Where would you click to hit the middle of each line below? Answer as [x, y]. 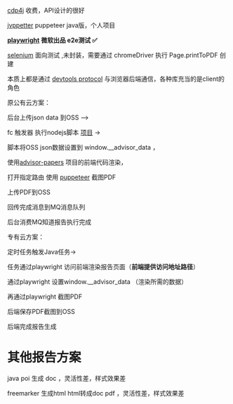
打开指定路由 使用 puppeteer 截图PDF [62, 177]
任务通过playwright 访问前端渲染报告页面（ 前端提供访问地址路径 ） [104, 267]
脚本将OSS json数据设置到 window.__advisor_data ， [83, 147]
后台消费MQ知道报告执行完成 [49, 222]
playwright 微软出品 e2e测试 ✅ [53, 40]
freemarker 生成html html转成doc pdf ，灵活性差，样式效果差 [96, 393]
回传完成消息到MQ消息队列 [46, 207]
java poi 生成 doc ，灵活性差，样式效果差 [67, 378]
